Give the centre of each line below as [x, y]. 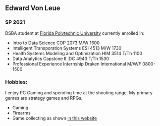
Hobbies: [16, 82]
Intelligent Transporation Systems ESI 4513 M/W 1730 [67, 48]
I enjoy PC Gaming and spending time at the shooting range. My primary [79, 93]
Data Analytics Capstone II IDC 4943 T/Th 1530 [61, 59]
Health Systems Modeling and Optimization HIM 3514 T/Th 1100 [77, 53]
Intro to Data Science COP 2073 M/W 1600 [56, 43]
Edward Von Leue [33, 8]
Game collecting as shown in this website [54, 118]
